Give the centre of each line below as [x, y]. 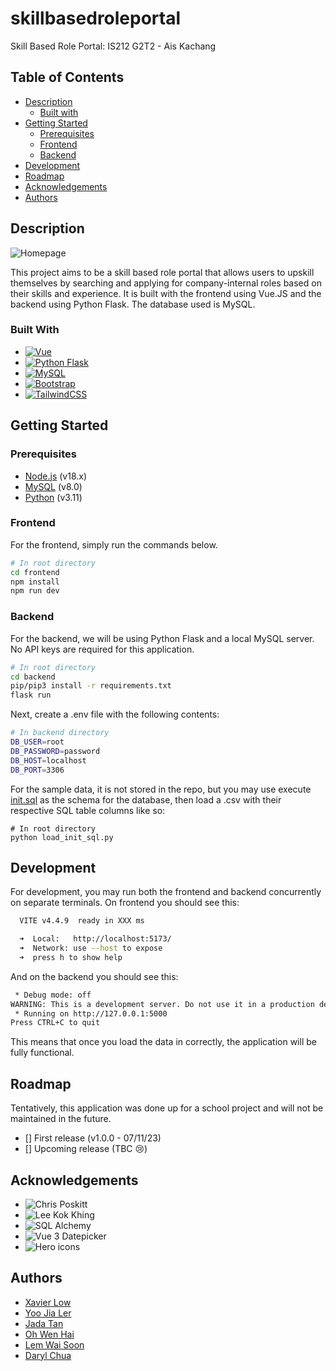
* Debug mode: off [53, 995]
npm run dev [35, 591]
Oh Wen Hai [49, 1334]
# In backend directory [60, 733]
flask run [31, 695]
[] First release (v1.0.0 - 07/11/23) [93, 1138]
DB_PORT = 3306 [37, 770]
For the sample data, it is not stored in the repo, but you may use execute [161, 789]
